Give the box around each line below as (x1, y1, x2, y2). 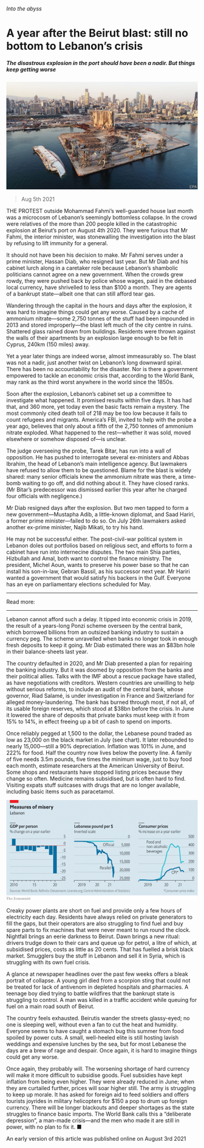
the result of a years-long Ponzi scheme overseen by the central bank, (6, 622, 183, 630)
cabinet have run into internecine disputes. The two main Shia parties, (6, 548, 182, 556)
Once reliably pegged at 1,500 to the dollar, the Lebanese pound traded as (6, 730, 192, 737)
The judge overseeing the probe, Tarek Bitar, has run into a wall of (6, 447, 172, 454)
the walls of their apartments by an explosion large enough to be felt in (6, 335, 183, 342)
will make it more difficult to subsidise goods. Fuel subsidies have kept (6, 1071, 183, 1079)
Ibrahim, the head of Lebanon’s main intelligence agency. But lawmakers (6, 460, 188, 468)
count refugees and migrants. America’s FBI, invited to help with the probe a (6, 416, 197, 423)
